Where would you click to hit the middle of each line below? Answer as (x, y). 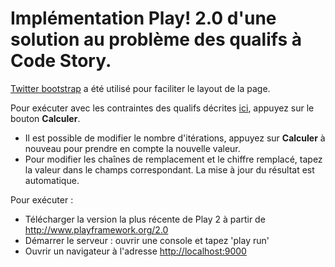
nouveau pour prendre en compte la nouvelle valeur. (132, 148)
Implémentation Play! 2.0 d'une (143, 18)
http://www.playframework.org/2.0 (96, 229)
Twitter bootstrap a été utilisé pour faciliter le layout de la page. (140, 88)
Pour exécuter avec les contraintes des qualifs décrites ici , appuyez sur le (162, 108)
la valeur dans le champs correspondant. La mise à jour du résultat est (169, 169)
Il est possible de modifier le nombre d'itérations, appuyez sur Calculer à (175, 138)
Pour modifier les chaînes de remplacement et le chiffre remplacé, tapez (173, 159)
